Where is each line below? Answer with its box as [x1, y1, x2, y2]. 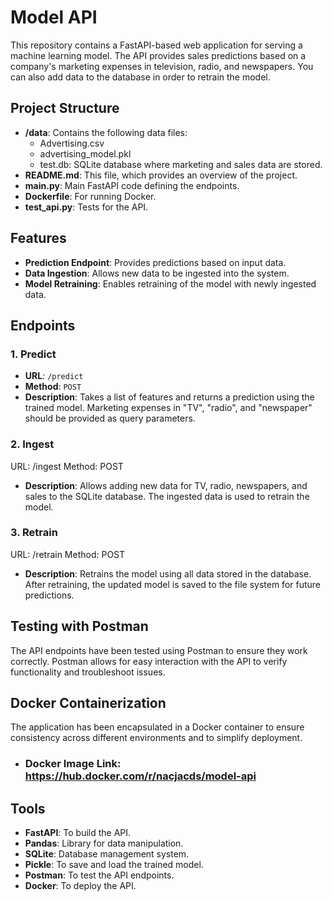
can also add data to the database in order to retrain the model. [10, 71, 271, 83]
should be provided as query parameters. [24, 412, 196, 425]
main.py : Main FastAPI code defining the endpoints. [24, 179, 240, 191]
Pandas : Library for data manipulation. [24, 837, 184, 850]
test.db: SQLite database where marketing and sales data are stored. [39, 158, 323, 170]
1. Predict [10, 347, 57, 361]
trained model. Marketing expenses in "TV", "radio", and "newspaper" [24, 402, 313, 414]
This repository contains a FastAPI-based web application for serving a [10, 39, 303, 51]
